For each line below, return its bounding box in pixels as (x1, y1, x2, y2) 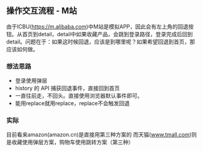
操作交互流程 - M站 (6, 5, 78, 16)
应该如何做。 (6, 45, 38, 53)
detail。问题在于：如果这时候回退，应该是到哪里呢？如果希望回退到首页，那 (6, 38, 196, 45)
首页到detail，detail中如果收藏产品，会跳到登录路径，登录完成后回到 (22, 30, 193, 37)
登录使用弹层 (15, 77, 47, 85)
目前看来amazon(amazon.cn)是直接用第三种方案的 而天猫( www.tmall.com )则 (6, 131, 197, 138)
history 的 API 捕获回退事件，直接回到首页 (15, 85, 120, 92)
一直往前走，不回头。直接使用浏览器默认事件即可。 (15, 92, 143, 100)
